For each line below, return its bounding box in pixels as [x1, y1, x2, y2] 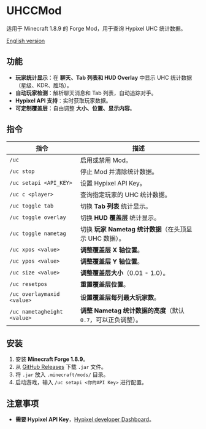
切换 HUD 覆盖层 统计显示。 [80, 213, 161, 222]
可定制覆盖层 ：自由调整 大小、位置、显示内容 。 [15, 104, 135, 112]
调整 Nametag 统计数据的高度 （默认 [80, 306, 185, 315]
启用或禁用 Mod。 [80, 156, 132, 164]
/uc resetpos [9, 280, 48, 287]
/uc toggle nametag [9, 230, 66, 237]
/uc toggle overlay [9, 214, 66, 221]
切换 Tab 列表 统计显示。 [80, 202, 152, 211]
